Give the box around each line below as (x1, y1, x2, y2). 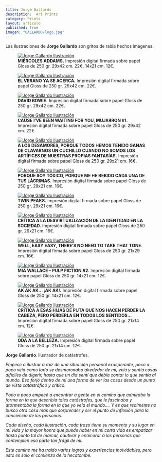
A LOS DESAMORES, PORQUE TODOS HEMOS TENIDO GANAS (18, 143, 145, 148)
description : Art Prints (5, 12, 58, 17)
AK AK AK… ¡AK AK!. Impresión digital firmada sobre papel (18, 288, 138, 293)
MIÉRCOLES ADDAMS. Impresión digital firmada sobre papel (18, 58, 140, 63)
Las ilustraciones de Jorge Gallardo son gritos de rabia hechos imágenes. (5, 43, 154, 49)
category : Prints (5, 16, 41, 21)
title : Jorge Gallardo (5, 7, 52, 12)
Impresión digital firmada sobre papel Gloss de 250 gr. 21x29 (18, 248, 140, 253)
